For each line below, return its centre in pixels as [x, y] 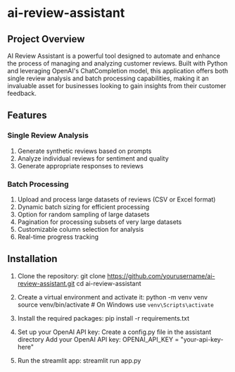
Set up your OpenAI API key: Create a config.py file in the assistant [114, 332]
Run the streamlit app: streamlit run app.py [79, 360]
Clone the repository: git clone [61, 275]
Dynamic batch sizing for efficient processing [83, 206]
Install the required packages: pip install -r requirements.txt [103, 318]
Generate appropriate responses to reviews [81, 166]
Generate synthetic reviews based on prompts [84, 151]
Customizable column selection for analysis [81, 229]
